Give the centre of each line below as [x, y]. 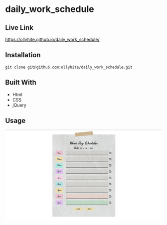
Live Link [19, 28]
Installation [23, 55]
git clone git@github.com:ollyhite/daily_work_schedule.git [69, 67]
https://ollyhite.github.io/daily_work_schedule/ [52, 39]
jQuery [19, 105]
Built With [21, 82]
